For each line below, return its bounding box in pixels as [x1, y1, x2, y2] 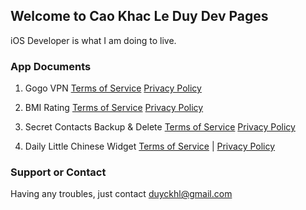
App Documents [10, 59, 92, 73]
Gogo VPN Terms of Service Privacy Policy [24, 82, 202, 94]
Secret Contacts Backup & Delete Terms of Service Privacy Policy [24, 121, 296, 133]
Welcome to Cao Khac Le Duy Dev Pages [10, 8, 269, 25]
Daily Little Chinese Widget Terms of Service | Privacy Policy [24, 140, 276, 153]
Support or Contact [10, 165, 107, 179]
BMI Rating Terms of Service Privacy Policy [24, 102, 204, 114]
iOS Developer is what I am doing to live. [10, 34, 177, 46]
